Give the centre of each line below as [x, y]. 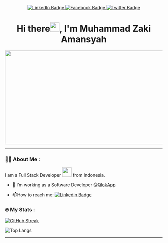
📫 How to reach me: [33, 195]
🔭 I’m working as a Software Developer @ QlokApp [64, 185]
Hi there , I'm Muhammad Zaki [84, 29]
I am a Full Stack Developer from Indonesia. [55, 175]
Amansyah [84, 40]
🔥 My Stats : [20, 210]
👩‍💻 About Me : [23, 159]
